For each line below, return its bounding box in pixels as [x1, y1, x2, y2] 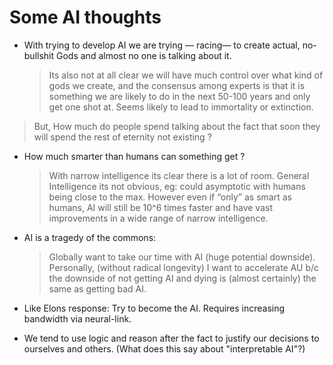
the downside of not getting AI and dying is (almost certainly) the [48, 272, 317, 284]
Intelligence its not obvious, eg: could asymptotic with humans [48, 180, 306, 192]
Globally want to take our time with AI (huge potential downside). [48, 251, 316, 263]
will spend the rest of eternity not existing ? [33, 131, 212, 143]
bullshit [23, 49, 55, 61]
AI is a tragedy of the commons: [23, 231, 157, 243]
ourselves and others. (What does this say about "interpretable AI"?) [23, 342, 306, 355]
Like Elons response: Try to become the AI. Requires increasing [23, 302, 286, 314]
